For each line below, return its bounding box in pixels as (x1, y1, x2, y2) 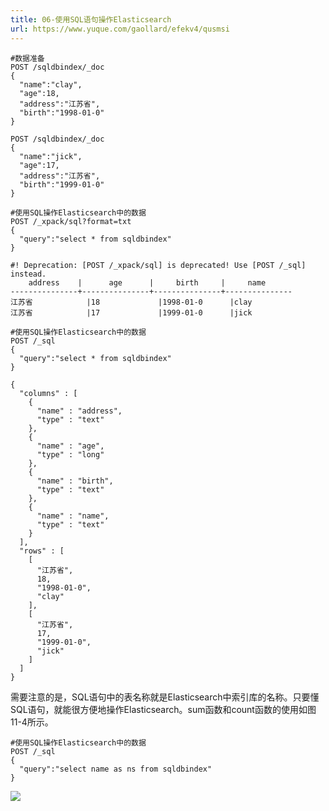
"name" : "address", (36, 406, 123, 416)
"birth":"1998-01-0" (19, 107, 105, 118)
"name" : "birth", (36, 476, 114, 486)
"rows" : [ (19, 546, 65, 556)
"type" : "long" (36, 449, 105, 460)
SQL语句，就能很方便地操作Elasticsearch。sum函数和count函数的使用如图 (10, 703, 317, 715)
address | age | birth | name (28, 277, 267, 288)
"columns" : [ (19, 388, 78, 398)
